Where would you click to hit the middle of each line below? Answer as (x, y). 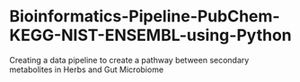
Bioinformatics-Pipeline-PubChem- (145, 16)
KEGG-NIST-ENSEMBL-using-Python (150, 35)
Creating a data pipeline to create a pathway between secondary (129, 60)
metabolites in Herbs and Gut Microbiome (87, 70)
